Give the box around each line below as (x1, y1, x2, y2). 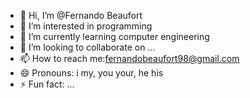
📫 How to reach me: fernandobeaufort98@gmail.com (19, 53, 240, 64)
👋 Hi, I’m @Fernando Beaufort (19, 10, 143, 21)
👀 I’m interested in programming (19, 20, 153, 32)
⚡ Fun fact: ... (19, 78, 75, 90)
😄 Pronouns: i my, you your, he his (19, 67, 164, 79)
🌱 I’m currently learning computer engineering (19, 31, 210, 42)
